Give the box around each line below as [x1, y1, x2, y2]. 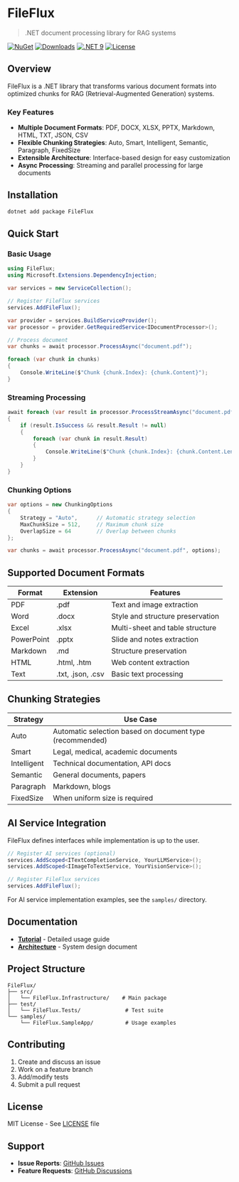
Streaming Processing [7, 393, 86, 403]
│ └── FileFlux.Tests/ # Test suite [7, 1006, 164, 1014]
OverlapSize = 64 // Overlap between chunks [20, 528, 176, 535]
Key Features [7, 107, 55, 117]
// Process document [7, 336, 69, 344]
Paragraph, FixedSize [17, 146, 81, 154]
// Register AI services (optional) [7, 850, 116, 857]
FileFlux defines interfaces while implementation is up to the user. [7, 836, 200, 844]
